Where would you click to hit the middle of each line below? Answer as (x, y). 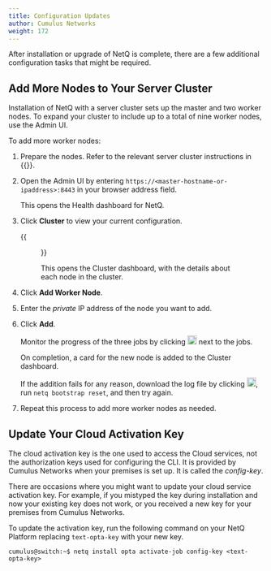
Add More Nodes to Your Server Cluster (110, 88)
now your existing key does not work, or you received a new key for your (130, 504)
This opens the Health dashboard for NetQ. (92, 205)
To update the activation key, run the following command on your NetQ (127, 528)
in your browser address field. (127, 190)
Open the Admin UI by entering (72, 181)
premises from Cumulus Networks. (67, 512)
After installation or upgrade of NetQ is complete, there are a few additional (134, 54)
